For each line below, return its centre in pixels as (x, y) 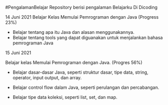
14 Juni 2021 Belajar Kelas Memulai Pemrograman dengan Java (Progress (82, 17)
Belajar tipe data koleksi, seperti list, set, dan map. (65, 97)
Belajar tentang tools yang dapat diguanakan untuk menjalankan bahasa (88, 38)
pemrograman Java (33, 43)
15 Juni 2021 (18, 53)
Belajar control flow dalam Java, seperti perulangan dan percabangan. (86, 87)
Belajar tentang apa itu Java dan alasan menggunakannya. (73, 32)
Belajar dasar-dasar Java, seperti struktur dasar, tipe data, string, (80, 72)
